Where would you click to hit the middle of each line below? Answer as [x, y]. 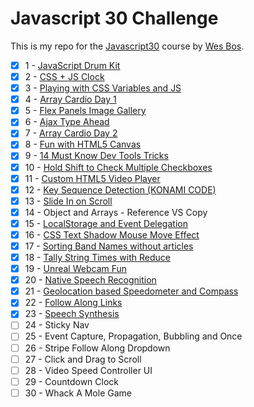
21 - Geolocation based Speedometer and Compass [131, 291]
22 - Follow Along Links [73, 303]
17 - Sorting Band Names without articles [109, 246]
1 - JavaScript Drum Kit [72, 65]
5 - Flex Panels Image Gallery [85, 111]
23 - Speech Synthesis [72, 314]
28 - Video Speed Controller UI [88, 370]
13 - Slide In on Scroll [68, 201]
